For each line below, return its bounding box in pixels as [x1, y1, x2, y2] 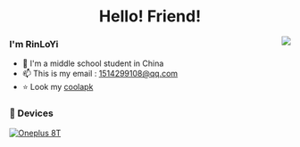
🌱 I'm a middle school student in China [21, 58, 164, 69]
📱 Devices [9, 107, 54, 119]
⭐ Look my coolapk [21, 82, 94, 93]
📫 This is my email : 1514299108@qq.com [21, 69, 179, 79]
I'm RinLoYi [9, 38, 59, 51]
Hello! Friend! [98, 6, 202, 27]
